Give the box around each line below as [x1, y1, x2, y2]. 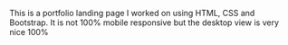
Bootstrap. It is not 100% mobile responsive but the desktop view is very [9, 17, 279, 28]
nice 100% [9, 27, 49, 37]
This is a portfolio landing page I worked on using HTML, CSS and [9, 8, 255, 18]
